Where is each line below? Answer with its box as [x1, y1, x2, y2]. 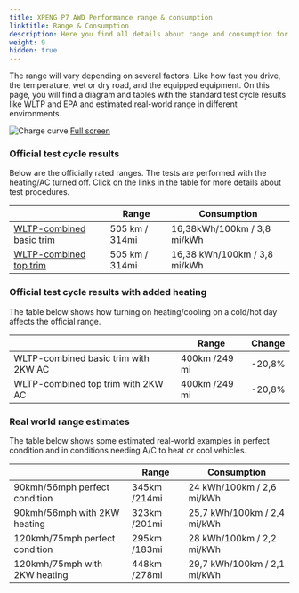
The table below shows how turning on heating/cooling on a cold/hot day [9, 306, 278, 317]
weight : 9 [9, 37, 46, 47]
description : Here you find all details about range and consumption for [9, 29, 289, 38]
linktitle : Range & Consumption [9, 21, 129, 30]
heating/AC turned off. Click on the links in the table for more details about [9, 177, 282, 188]
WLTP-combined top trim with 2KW [13, 377, 164, 389]
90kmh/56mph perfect [13, 481, 109, 493]
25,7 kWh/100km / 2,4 [188, 507, 285, 519]
